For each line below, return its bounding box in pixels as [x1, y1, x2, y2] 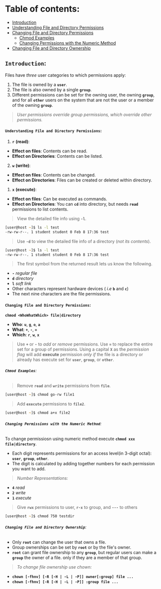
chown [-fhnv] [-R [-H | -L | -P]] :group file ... [12, 579, 118, 584]
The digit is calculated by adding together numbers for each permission [12, 460, 155, 466]
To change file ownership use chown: [16, 564, 92, 570]
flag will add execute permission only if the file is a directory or [16, 351, 144, 357]
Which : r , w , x [12, 331, 40, 338]
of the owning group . [12, 102, 53, 108]
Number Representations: [16, 475, 69, 481]
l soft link [12, 280, 31, 287]
